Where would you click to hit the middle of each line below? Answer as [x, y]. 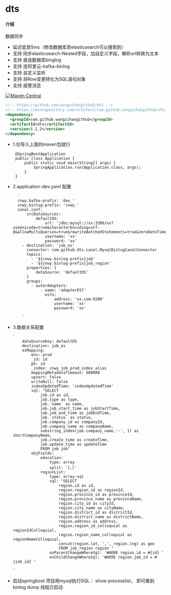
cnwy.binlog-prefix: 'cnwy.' [48, 205]
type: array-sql [67, 476]
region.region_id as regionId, [92, 490]
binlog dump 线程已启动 [38, 587]
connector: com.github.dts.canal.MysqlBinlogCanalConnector [92, 250]
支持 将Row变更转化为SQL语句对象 [49, 79]
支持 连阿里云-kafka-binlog [41, 67]
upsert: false [46, 377]
